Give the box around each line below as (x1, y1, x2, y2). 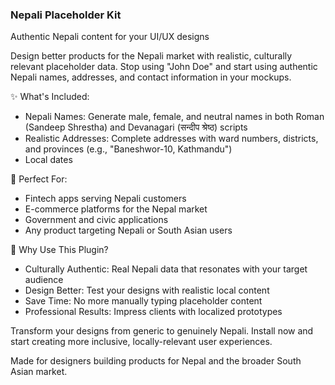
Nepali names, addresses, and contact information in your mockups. (10, 71, 292, 83)
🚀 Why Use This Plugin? (10, 244, 109, 256)
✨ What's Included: (10, 91, 90, 103)
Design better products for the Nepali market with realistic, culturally (10, 50, 293, 62)
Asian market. (10, 366, 68, 378)
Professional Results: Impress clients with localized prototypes (24, 306, 283, 318)
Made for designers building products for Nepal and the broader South (10, 355, 302, 367)
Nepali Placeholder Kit (10, 8, 122, 22)
